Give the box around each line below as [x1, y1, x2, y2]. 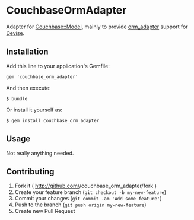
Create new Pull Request [14, 208, 75, 215]
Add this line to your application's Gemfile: [6, 62, 110, 69]
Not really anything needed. [6, 149, 74, 157]
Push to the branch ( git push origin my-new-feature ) [14, 201, 147, 208]
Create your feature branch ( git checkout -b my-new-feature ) [14, 189, 167, 196]
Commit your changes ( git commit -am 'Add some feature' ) [14, 195, 162, 202]
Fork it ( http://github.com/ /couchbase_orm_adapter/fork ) [14, 182, 157, 190]
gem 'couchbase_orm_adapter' [6, 74, 78, 80]
